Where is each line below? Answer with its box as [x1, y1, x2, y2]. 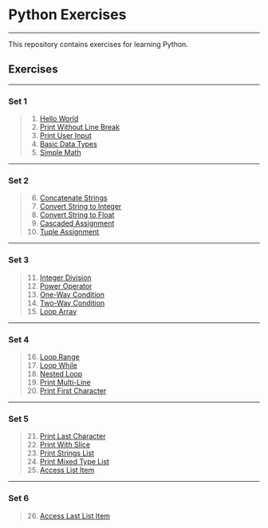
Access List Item [39, 465, 95, 475]
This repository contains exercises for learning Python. [8, 39, 189, 49]
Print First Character [39, 385, 107, 396]
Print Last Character [39, 431, 106, 441]
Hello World [39, 114, 79, 124]
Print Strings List [39, 448, 94, 458]
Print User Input [39, 131, 92, 140]
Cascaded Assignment [39, 219, 115, 228]
